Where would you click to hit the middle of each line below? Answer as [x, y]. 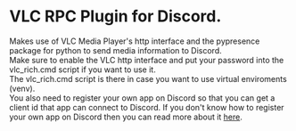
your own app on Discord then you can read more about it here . [126, 117]
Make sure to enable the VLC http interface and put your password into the [147, 60]
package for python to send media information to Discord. [116, 50]
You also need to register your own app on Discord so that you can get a [142, 98]
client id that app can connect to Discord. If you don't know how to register [147, 107]
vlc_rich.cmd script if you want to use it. [82, 70]
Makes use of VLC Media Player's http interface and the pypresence [135, 41]
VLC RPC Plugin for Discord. [115, 16]
